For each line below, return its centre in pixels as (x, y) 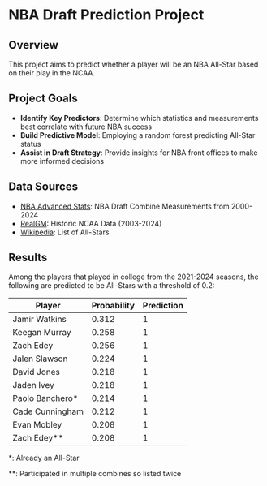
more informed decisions (62, 161)
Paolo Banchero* (45, 398)
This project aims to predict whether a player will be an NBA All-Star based (133, 64)
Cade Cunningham (48, 411)
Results (28, 258)
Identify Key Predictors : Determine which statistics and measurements (139, 118)
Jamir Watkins (40, 320)
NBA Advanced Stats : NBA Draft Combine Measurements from (125, 206)
